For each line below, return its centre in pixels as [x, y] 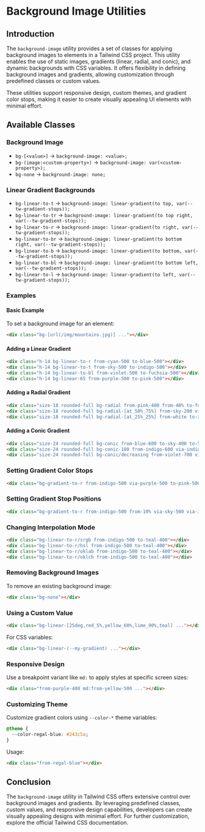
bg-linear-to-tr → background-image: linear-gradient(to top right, [104, 215]
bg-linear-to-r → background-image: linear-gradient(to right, [97, 227]
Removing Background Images [53, 573]
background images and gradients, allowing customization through [90, 74]
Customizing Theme [37, 704]
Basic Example [25, 310]
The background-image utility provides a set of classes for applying [89, 48]
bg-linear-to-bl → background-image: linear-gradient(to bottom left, [107, 262]
